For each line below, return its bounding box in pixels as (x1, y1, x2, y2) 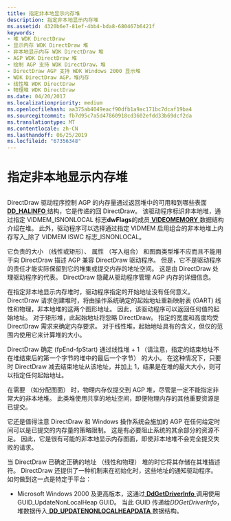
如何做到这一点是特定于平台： (7, 475, 91, 483)
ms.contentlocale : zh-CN (7, 125, 78, 132)
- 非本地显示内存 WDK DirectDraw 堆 (7, 49, 104, 56)
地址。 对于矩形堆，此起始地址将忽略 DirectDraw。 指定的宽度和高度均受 (12, 313, 219, 322)
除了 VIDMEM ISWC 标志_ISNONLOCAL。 (27, 232, 146, 241)
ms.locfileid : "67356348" (7, 138, 81, 145)
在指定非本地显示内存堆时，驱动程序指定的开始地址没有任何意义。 (7, 287, 194, 296)
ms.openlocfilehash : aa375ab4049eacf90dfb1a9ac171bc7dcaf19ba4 (7, 106, 192, 113)
